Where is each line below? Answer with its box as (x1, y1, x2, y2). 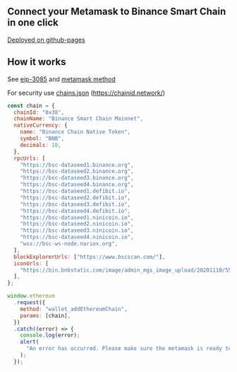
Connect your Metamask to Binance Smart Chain (7, 6, 226, 18)
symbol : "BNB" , (20, 135, 65, 142)
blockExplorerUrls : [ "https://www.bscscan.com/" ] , (13, 253, 166, 260)
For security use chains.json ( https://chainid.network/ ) (7, 88, 166, 97)
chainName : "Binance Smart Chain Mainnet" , (13, 115, 143, 122)
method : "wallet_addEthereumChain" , (20, 306, 128, 313)
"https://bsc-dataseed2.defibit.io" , (20, 194, 131, 201)
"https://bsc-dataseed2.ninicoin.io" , (20, 221, 134, 228)
